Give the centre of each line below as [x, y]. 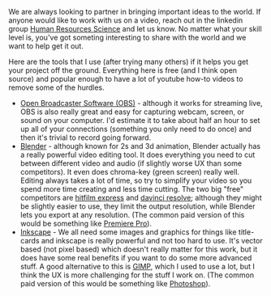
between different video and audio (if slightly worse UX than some [131, 163]
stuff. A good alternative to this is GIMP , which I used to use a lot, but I [138, 266]
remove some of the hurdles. [57, 87]
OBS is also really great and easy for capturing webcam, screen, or [132, 112]
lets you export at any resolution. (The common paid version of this [132, 215]
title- [246, 232]
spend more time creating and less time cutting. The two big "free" [132, 189]
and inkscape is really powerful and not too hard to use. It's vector [152, 241]
